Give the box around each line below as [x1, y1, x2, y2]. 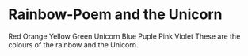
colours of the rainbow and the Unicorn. [8, 39, 139, 49]
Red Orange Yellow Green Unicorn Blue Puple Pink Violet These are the [8, 32, 241, 41]
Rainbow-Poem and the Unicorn [8, 6, 223, 24]
